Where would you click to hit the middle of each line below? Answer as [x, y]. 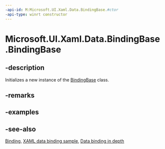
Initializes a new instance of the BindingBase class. [57, 79]
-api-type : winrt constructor [36, 14]
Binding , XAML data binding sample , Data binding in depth [65, 141]
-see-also [21, 129]
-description [25, 68]
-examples [22, 112]
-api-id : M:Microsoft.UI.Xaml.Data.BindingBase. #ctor [62, 10]
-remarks [20, 95]
